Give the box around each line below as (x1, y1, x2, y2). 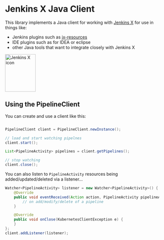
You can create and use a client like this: (5, 113, 86, 119)
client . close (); (5, 162, 38, 167)
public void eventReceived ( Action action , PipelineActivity (14, 195, 139, 200)
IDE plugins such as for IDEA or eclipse (12, 39, 91, 45)
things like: (5, 24, 27, 30)
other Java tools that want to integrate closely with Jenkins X (12, 44, 135, 50)
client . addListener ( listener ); (5, 230, 69, 236)
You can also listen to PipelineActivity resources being (5, 171, 118, 177)
